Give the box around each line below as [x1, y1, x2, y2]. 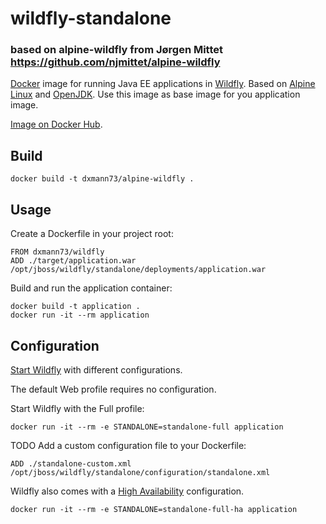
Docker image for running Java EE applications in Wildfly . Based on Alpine [10, 78, 316, 90]
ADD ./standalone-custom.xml [10, 458, 132, 469]
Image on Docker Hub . [10, 118, 103, 131]
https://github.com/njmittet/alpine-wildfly [10, 55, 221, 69]
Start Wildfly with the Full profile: [10, 402, 145, 414]
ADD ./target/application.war [10, 256, 137, 266]
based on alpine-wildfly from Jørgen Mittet [10, 43, 223, 57]
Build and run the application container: [10, 282, 173, 294]
